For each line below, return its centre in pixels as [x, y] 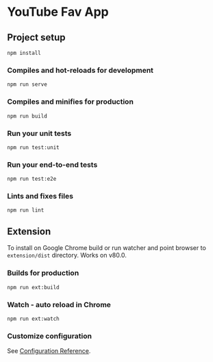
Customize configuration [50, 336]
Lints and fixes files [40, 196]
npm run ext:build [33, 287]
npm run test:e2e [32, 179]
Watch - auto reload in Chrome [59, 304]
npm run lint [26, 210]
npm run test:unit [33, 147]
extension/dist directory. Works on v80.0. [67, 256]
